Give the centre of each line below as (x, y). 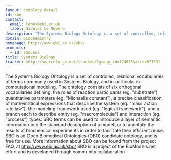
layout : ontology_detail (32, 10)
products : (16, 48)
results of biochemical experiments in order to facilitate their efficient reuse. (85, 131)
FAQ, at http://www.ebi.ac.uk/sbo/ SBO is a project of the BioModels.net (81, 147)
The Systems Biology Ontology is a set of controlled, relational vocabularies (84, 76)
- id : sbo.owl (25, 52)
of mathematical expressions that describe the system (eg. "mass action (81, 103)
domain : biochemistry (28, 39)
